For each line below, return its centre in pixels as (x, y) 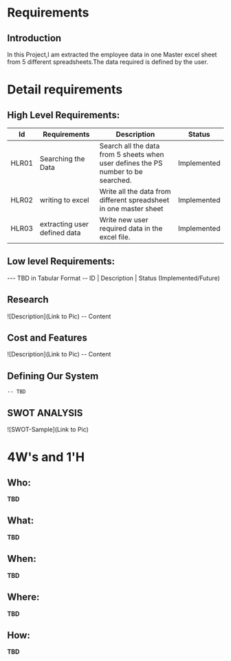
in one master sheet (131, 209)
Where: (23, 597)
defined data (60, 233)
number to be (121, 172)
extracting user (64, 224)
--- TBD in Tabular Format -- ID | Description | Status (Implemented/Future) (113, 278)
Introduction (34, 38)
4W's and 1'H (46, 457)
